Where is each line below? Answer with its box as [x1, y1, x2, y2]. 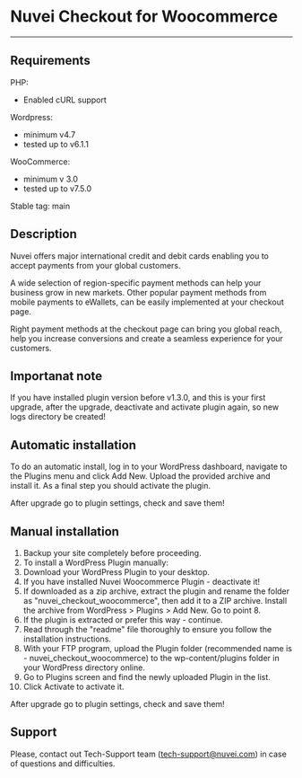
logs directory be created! [10, 411, 107, 422]
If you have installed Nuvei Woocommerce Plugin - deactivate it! [22, 577, 261, 587]
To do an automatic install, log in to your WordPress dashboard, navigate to [10, 461, 288, 473]
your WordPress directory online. [22, 662, 146, 673]
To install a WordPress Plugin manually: [22, 557, 169, 568]
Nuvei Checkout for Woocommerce [10, 6, 279, 27]
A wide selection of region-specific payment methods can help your [10, 277, 262, 288]
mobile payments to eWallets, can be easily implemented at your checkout [10, 296, 285, 307]
